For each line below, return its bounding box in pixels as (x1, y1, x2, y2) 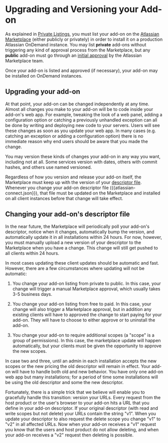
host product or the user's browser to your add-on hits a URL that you (5, 400, 149, 406)
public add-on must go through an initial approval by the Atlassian (5, 52, 142, 58)
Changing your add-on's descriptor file (5, 210, 130, 219)
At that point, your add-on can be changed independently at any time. (5, 101, 149, 107)
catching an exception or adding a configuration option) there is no (5, 133, 144, 139)
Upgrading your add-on (5, 87, 80, 96)
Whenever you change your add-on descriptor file (5, 184, 109, 191)
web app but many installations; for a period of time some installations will (5, 374, 158, 380)
